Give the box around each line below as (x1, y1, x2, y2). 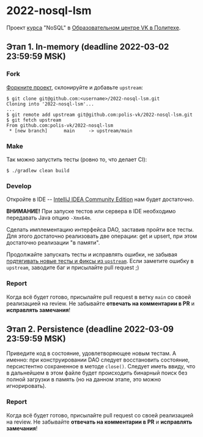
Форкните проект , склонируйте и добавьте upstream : (6, 83, 144, 91)
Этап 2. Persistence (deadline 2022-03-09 (6, 324, 174, 334)
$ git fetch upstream (6, 117, 62, 123)
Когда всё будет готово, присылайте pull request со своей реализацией (6, 411, 194, 419)
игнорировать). (6, 382, 47, 390)
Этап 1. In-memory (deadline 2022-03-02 (6, 42, 169, 52)
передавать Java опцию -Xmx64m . (6, 214, 92, 221)
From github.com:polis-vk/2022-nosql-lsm (6, 122, 114, 129)
